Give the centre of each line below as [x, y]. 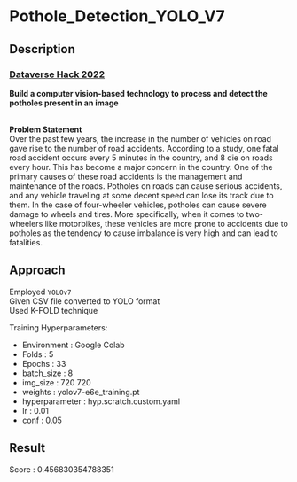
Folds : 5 [38, 354]
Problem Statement [46, 129]
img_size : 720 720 [56, 382]
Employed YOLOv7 [40, 292]
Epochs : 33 [44, 363]
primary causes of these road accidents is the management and [126, 176]
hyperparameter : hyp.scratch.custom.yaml [101, 401]
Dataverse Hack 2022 [57, 74]
